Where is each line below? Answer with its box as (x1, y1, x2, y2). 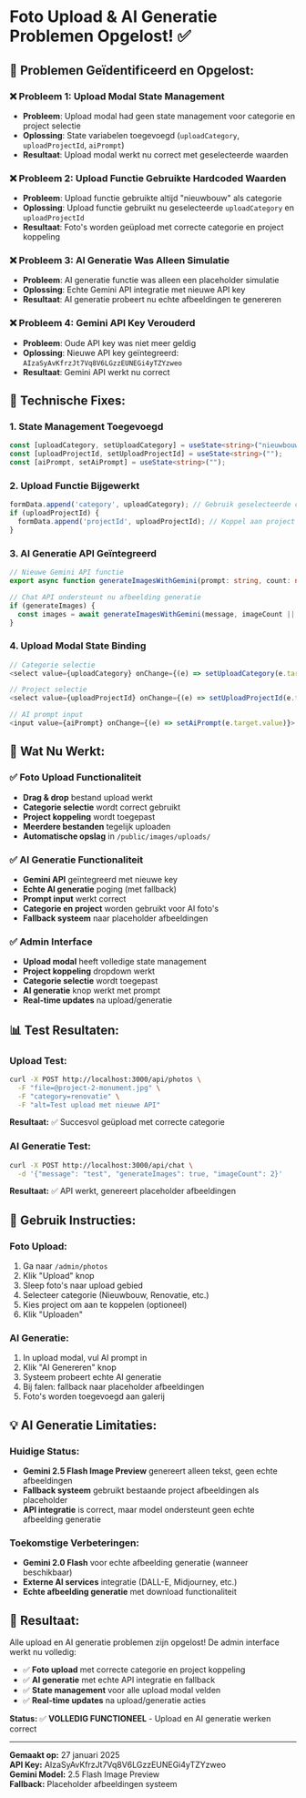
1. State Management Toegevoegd (9, 421, 164, 434)
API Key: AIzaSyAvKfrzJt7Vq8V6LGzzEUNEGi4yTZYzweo (9, 1760, 226, 1771)
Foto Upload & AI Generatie (9, 6, 218, 27)
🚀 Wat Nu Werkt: (9, 744, 106, 760)
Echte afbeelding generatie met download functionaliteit (22, 1587, 237, 1598)
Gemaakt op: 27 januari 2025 (9, 1750, 120, 1761)
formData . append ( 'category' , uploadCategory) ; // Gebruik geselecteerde (9, 500, 291, 509)
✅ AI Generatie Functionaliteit (9, 853, 144, 866)
